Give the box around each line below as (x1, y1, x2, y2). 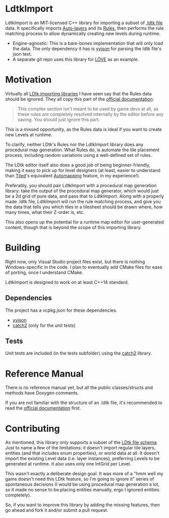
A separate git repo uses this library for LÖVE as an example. (12, 56, 139, 62)
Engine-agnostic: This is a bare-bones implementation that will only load (12, 40, 163, 46)
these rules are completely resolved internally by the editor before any (17, 111, 164, 117)
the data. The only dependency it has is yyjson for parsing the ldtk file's (12, 45, 162, 51)
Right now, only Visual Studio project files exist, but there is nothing (5, 258, 145, 265)
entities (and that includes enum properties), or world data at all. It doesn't (5, 450, 160, 456)
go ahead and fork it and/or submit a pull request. (5, 507, 108, 513)
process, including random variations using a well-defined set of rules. (5, 152, 152, 158)
